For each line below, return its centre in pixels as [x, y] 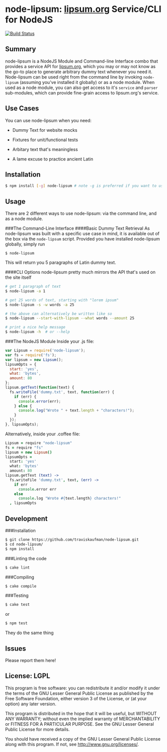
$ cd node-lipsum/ [24, 544]
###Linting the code [26, 558]
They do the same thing [29, 633]
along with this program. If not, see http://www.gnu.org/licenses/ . [72, 744]
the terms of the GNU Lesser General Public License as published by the [79, 693]
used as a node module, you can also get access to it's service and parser [82, 87]
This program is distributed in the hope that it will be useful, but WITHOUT [81, 713]
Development [27, 519]
